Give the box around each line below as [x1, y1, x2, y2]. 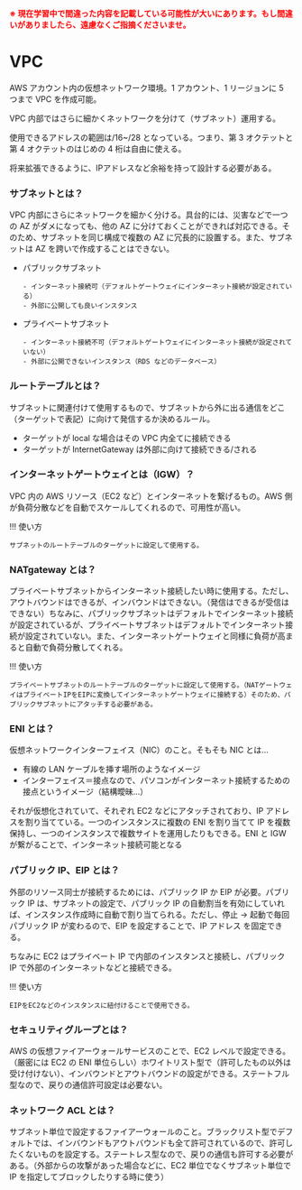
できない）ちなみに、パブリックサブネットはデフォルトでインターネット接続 [9, 608, 294, 619]
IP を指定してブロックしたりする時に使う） [9, 1171, 169, 1183]
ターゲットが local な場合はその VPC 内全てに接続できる [22, 432, 232, 443]
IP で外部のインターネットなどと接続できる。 [9, 962, 178, 973]
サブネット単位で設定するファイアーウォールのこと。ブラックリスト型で [9, 1126, 278, 1138]
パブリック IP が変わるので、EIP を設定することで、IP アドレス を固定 [9, 920, 268, 931]
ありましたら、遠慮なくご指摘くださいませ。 [24, 20, 191, 30]
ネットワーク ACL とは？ [9, 1103, 115, 1116]
